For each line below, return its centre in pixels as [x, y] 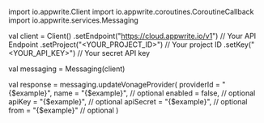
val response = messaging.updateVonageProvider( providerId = [114, 85]
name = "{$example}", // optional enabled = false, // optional [155, 93]
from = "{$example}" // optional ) [64, 110]
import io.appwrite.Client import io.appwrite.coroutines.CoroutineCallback [131, 12]
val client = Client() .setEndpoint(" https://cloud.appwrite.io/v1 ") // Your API [132, 36]
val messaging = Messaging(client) [67, 69]
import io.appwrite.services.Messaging [74, 20]
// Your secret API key [114, 53]
